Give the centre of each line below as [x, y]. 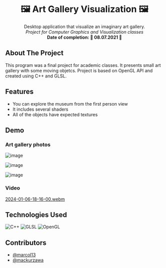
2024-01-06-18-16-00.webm [35, 199]
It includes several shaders [40, 109]
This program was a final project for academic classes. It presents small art [83, 65]
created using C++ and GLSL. [36, 76]
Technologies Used [36, 214]
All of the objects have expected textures [55, 114]
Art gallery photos [28, 144]
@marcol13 [24, 255]
